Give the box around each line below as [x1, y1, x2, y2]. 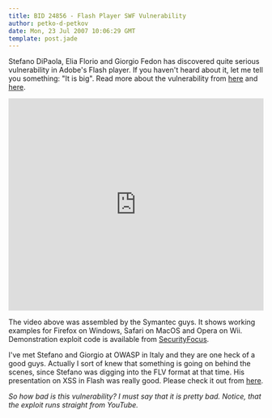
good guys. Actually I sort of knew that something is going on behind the [8, 359, 251, 369]
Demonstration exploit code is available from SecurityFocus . [8, 335, 210, 344]
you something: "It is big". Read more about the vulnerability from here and [8, 74, 258, 83]
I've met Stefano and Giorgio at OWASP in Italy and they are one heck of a [8, 350, 256, 360]
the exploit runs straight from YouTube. [8, 400, 139, 410]
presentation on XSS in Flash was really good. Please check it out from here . [8, 376, 264, 386]
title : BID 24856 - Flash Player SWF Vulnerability [8, 11, 186, 20]
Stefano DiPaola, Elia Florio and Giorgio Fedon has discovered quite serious [8, 57, 260, 66]
